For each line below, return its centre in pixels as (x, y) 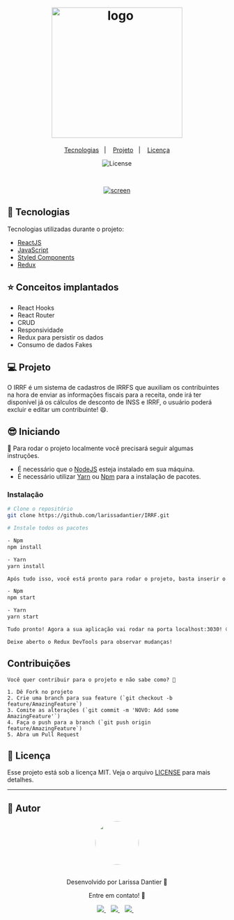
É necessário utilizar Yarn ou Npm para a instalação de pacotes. (109, 477)
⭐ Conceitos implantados (63, 288)
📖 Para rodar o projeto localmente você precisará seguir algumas (100, 448)
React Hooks (36, 308)
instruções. (23, 456)
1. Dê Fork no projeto (40, 692)
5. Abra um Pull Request (43, 734)
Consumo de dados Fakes (55, 344)
